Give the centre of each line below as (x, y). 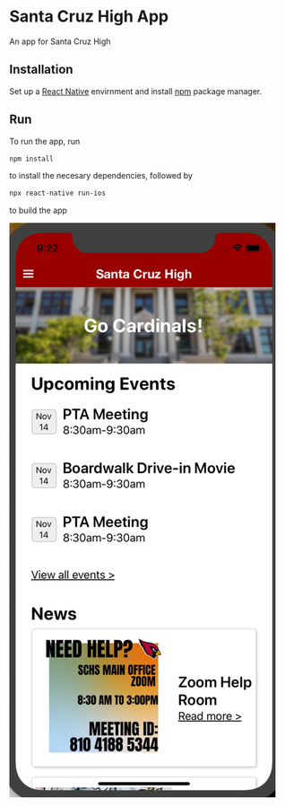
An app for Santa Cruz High (60, 41)
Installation (41, 70)
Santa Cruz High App (89, 17)
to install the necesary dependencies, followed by (101, 176)
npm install (31, 159)
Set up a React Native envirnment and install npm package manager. (136, 91)
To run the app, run (45, 141)
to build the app (38, 211)
